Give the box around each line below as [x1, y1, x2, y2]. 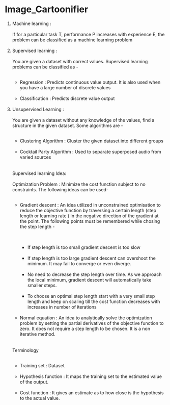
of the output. [19, 378, 49, 385]
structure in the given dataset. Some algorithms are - [12, 122, 123, 129]
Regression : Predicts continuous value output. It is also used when [19, 79, 161, 85]
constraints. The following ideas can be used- [12, 186, 109, 192]
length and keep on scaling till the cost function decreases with [27, 298, 160, 305]
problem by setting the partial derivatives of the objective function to [19, 320, 164, 326]
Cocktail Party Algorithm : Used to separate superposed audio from [19, 148, 161, 155]
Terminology [12, 347, 39, 353]
